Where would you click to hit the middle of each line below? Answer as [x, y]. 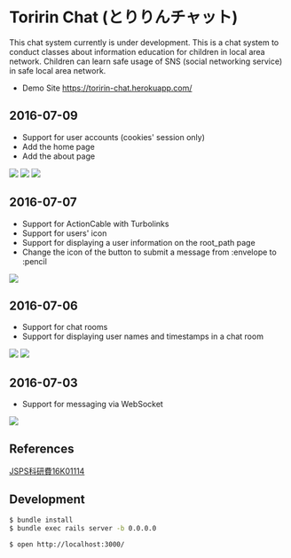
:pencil [34, 261]
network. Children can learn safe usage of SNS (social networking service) [146, 61]
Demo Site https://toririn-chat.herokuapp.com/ [107, 88]
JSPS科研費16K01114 [47, 471]
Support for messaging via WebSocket [93, 405]
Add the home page [58, 146]
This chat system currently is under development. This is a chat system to [144, 42]
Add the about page [59, 156]
